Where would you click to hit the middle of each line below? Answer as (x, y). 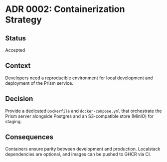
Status (16, 38)
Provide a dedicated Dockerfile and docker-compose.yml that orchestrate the (83, 111)
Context (18, 66)
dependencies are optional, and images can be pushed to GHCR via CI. (78, 154)
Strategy (24, 20)
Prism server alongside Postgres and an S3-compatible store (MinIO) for (80, 116)
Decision (19, 99)
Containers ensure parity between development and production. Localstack (83, 149)
